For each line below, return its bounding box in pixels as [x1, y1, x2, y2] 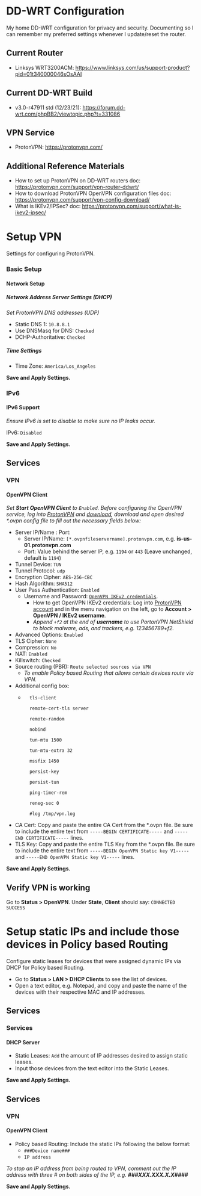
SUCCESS [6, 905, 26, 911]
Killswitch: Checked [14, 657, 61, 664]
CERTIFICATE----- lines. [26, 834, 84, 841]
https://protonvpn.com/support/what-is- [82, 203, 182, 210]
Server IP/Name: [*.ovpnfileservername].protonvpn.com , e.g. [23, 535, 176, 542]
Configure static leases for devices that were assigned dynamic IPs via [6, 957, 181, 964]
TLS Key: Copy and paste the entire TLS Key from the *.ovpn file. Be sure [14, 841, 195, 848]
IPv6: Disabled [6, 429, 42, 436]
